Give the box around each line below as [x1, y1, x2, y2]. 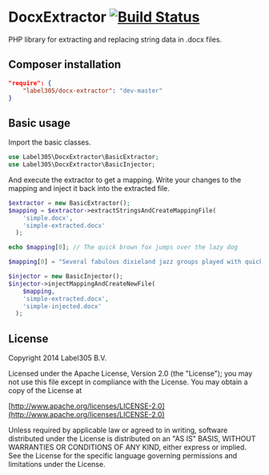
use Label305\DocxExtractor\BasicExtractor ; [8, 153, 159, 161]
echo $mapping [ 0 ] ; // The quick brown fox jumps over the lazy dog [8, 243, 239, 252]
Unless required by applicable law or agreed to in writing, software [8, 425, 228, 435]
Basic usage [8, 116, 70, 130]
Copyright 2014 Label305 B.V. [8, 353, 107, 363]
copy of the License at [8, 386, 82, 396]
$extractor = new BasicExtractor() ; [8, 199, 130, 207]
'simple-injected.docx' [22, 302, 102, 311]
